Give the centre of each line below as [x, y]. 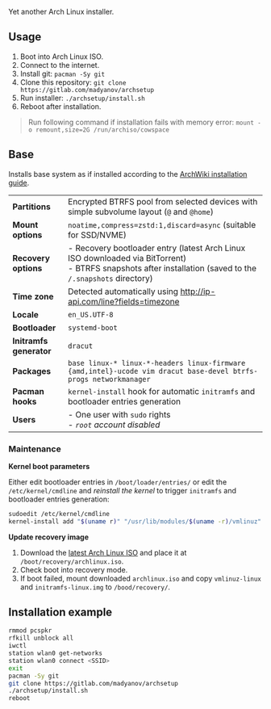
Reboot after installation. [60, 106]
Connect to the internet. [60, 65]
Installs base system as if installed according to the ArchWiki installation [128, 174]
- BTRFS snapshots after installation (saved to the [162, 268]
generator [32, 350]
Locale [25, 314]
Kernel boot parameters [49, 466]
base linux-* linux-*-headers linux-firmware [157, 363]
